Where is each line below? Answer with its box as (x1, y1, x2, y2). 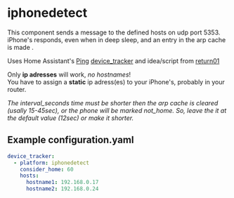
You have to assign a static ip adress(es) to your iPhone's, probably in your (7, 77, 225, 86)
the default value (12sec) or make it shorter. (7, 114, 134, 122)
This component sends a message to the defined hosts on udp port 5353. (7, 28, 221, 37)
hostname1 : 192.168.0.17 (25, 179, 99, 186)
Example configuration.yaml (7, 134, 134, 146)
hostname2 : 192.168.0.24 (25, 185, 99, 192)
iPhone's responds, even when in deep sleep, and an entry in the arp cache (7, 35, 226, 44)
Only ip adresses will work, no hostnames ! (7, 70, 131, 79)
